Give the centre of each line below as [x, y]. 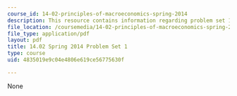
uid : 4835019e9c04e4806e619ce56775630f [66, 60]
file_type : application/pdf [49, 34]
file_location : [30, 27]
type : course [26, 54]
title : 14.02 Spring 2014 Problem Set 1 [68, 47]
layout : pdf [25, 40]
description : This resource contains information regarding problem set [116, 20]
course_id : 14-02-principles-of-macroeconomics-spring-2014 [98, 14]
